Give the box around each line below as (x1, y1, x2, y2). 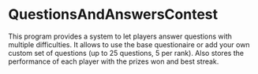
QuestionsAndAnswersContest (8, 6, 219, 24)
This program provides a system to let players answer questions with (8, 31, 233, 41)
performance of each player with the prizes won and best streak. (8, 57, 219, 66)
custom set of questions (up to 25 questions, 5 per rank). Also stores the (8, 48, 245, 57)
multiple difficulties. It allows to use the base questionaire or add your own (8, 39, 250, 49)
